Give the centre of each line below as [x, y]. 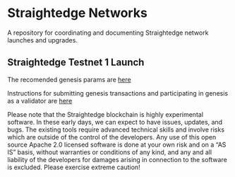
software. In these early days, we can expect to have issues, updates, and [115, 122]
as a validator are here [40, 101]
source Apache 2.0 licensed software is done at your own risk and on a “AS [117, 144]
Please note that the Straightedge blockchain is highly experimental [105, 114]
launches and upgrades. [42, 40]
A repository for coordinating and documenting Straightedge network [108, 33]
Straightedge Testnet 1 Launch [76, 63]
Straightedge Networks [78, 13]
